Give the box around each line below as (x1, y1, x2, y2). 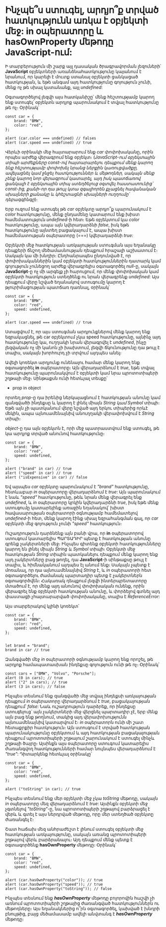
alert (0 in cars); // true (5, 675, 63, 680)
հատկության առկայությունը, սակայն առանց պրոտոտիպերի (5, 831, 147, 837)
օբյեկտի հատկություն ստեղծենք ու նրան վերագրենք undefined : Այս (5, 273, 160, 280)
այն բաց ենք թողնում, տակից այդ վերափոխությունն (5, 714, 127, 720)
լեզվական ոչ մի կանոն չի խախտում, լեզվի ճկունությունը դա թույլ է (5, 344, 160, 350)
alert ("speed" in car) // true (5, 470, 72, 475)
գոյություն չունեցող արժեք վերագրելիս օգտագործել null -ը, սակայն (5, 263, 159, 269)
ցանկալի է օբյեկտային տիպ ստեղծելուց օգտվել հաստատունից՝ (5, 180, 153, 186)
